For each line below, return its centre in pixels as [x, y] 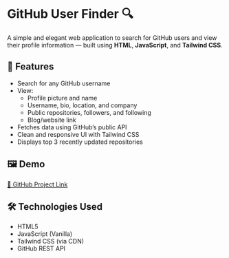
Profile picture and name [62, 98]
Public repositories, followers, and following [89, 112]
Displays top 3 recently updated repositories [80, 142]
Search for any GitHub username [64, 83]
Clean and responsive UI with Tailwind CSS [78, 134]
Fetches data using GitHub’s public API [72, 127]
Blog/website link [52, 120]
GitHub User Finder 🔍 [70, 14]
